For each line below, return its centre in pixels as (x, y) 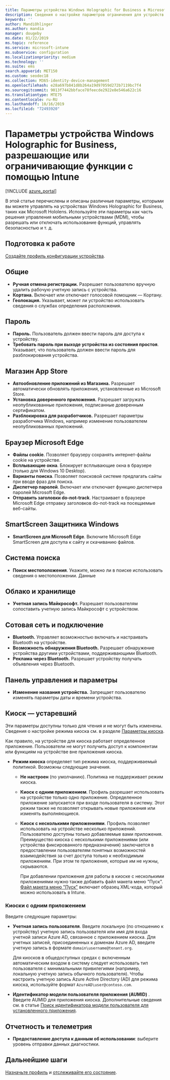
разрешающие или (47, 156)
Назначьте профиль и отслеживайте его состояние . (61, 1072)
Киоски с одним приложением (46, 905)
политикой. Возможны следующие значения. (61, 767)
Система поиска (33, 558)
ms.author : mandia (25, 29)
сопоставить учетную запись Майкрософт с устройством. (76, 609)
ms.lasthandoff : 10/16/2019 (35, 104)
